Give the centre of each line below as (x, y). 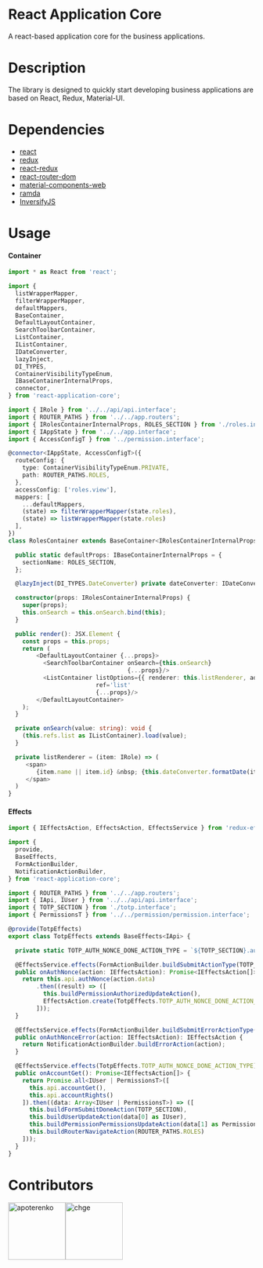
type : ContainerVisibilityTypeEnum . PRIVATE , (96, 468)
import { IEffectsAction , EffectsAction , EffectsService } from (115, 828)
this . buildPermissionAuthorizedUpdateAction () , (122, 994)
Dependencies (56, 130)
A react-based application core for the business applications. (107, 36)
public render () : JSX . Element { (68, 634)
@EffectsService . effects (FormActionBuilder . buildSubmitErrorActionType (135, 1030)
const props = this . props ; (66, 641)
